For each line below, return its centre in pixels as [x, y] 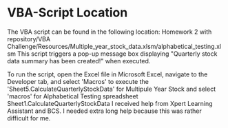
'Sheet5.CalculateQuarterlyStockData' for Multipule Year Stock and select [111, 89]
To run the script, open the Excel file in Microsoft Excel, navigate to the [107, 74]
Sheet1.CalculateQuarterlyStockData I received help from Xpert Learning [110, 103]
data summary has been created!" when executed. [79, 61]
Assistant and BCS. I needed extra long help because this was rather [104, 111]
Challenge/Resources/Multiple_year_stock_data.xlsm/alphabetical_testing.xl [114, 46]
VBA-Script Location [68, 13]
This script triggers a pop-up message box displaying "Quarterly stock [117, 54]
